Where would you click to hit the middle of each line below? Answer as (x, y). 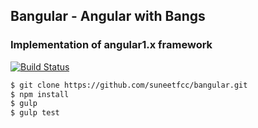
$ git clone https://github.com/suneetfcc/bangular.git (129, 85)
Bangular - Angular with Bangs (108, 16)
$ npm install (40, 94)
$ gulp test (35, 113)
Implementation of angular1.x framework (111, 45)
